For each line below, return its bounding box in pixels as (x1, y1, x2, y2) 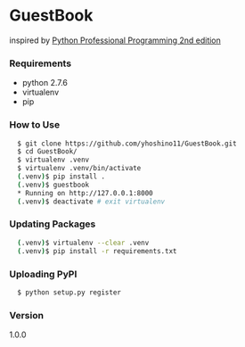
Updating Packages (9, 218, 96, 230)
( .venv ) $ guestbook (17, 180, 90, 189)
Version (9, 309, 45, 321)
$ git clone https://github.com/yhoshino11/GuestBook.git (17, 139, 238, 148)
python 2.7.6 (21, 78, 69, 88)
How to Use (9, 119, 61, 131)
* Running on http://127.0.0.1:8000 (17, 188, 153, 197)
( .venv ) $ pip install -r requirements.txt (17, 246, 177, 255)
